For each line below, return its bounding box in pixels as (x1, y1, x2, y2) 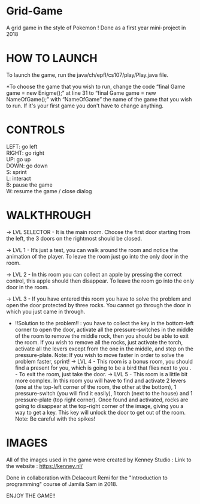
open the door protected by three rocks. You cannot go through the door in (6, 301, 192, 308)
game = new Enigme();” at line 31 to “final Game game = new (6, 89, 157, 97)
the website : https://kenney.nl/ (6, 462, 83, 469)
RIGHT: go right (6, 149, 45, 157)
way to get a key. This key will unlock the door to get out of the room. (14, 409, 186, 416)
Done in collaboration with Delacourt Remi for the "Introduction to (6, 474, 168, 481)
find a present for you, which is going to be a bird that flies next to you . (14, 364, 192, 371)
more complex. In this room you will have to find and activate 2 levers (14, 377, 186, 384)
